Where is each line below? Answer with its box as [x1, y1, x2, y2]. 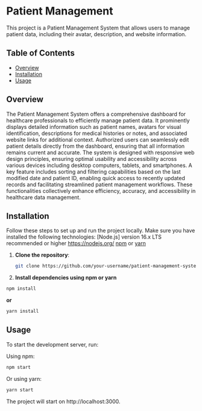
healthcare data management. [6, 193, 81, 201]
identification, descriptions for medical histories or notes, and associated [6, 130, 188, 137]
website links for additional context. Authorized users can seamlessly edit [6, 136, 189, 143]
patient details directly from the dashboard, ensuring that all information [6, 142, 185, 149]
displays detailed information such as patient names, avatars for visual [6, 123, 181, 130]
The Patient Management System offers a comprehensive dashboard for [6, 110, 186, 118]
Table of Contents [6, 48, 75, 58]
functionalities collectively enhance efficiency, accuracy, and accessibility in [6, 187, 196, 194]
